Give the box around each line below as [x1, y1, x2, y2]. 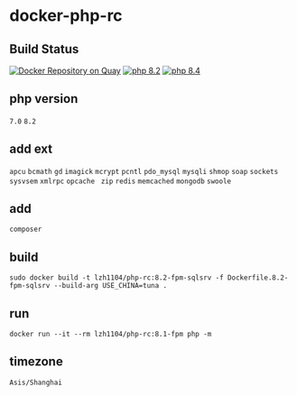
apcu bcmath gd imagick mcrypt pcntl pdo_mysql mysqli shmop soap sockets [9, 167, 279, 176]
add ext [9, 142, 52, 157]
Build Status [9, 41, 79, 57]
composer [9, 225, 42, 235]
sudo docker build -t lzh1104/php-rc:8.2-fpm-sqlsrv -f [9, 273, 224, 282]
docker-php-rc [9, 5, 124, 26]
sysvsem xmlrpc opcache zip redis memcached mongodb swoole [9, 177, 232, 186]
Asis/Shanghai [9, 378, 63, 387]
